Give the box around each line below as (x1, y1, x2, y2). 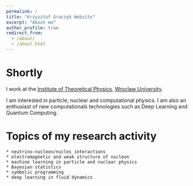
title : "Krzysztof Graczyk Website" (6, 14, 95, 20)
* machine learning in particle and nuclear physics (6, 159, 137, 165)
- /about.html (11, 41, 46, 47)
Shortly (6, 66, 43, 79)
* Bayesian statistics (6, 164, 61, 170)
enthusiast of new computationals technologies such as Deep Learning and (6, 103, 188, 110)
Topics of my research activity (6, 129, 157, 143)
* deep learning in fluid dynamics (6, 174, 93, 180)
